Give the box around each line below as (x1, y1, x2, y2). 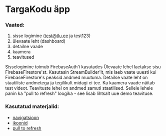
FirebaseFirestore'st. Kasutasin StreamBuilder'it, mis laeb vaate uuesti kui (5, 69, 156, 75)
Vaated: (5, 22, 25, 29)
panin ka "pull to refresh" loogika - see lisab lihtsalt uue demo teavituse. (5, 90, 153, 96)
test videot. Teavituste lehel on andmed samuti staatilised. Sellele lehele (5, 85, 153, 91)
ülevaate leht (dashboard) (12, 38, 66, 44)
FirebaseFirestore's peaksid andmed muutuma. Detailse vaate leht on (5, 74, 148, 81)
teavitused (12, 54, 34, 60)
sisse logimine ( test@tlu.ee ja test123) (12, 33, 91, 39)
